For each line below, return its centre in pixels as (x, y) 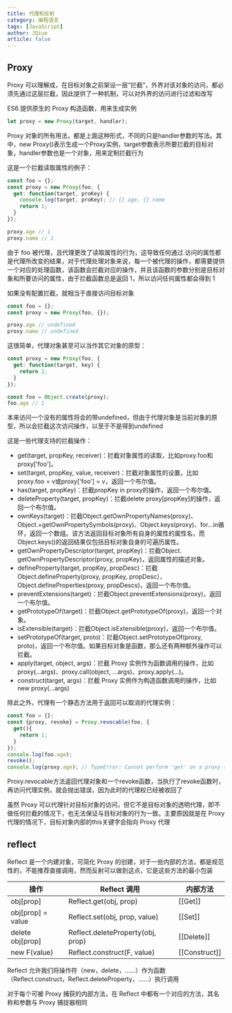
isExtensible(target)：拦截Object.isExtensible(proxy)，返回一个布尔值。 (119, 629)
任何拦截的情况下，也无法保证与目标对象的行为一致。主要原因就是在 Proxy (119, 814)
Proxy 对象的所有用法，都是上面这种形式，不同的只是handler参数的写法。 (112, 135)
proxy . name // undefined (43, 332)
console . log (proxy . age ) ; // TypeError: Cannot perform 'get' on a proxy (114, 767)
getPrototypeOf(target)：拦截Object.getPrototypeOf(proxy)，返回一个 (116, 611)
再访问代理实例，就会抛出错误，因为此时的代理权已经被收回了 (95, 790)
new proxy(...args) (43, 688)
